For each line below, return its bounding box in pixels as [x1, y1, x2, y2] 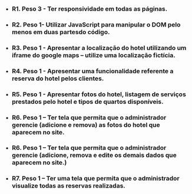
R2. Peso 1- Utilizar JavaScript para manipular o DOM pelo [11, 20, 181, 28]
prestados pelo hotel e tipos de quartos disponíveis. [11, 97, 164, 106]
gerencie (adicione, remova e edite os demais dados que [11, 151, 177, 159]
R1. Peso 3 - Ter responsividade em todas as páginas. [11, 5, 168, 13]
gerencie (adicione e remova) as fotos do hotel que [11, 120, 160, 129]
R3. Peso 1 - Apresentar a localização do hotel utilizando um [11, 44, 187, 52]
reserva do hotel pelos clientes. [11, 74, 104, 83]
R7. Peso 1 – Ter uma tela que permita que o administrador [11, 175, 180, 183]
